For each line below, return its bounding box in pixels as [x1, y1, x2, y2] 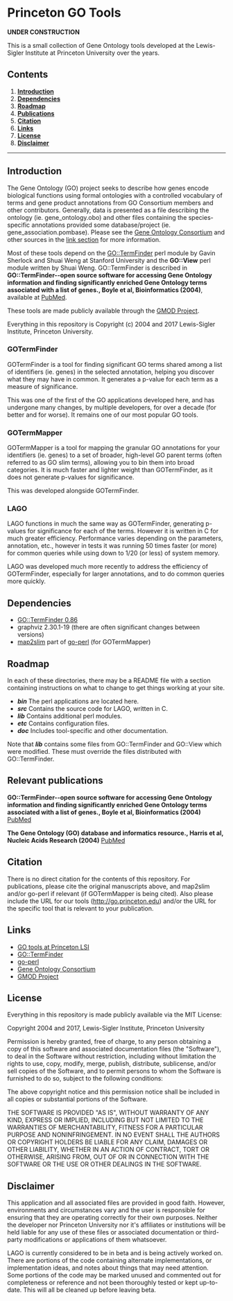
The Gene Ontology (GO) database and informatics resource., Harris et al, [7, 829, 224, 837]
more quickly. [7, 577, 46, 585]
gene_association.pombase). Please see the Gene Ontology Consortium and [7, 227, 225, 236]
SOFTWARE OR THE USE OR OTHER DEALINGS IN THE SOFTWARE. [7, 1160, 202, 1169]
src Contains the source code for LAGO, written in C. [17, 705, 169, 713]
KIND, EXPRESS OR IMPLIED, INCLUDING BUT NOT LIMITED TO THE [7, 1116, 204, 1124]
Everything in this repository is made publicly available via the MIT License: [7, 1010, 222, 1019]
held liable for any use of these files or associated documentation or [7, 1228, 202, 1237]
